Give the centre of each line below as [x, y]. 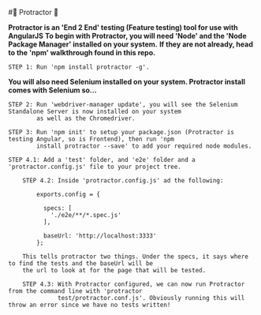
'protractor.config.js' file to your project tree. [95, 167]
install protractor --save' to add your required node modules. [144, 146]
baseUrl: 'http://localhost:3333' [100, 236]
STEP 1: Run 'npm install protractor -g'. [79, 67]
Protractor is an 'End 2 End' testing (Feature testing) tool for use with [123, 27]
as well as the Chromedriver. [86, 118]
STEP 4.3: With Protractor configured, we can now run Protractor [134, 284]
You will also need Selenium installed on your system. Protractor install [127, 82]
